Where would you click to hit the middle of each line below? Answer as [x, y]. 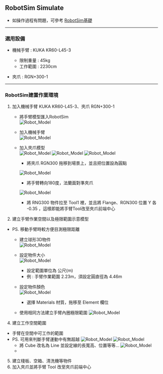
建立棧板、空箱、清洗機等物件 [42, 361]
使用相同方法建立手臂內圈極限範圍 [53, 313]
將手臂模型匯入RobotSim [44, 117]
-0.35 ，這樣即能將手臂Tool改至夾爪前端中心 [71, 209]
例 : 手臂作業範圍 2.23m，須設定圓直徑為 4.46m [74, 276]
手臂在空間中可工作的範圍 [38, 333]
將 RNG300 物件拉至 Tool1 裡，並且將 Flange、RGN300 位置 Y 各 [91, 203]
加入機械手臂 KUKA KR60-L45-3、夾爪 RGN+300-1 [63, 107]
